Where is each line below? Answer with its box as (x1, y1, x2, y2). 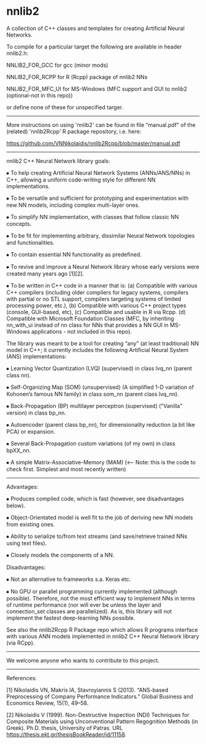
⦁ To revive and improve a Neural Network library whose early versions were (6, 263, 199, 270)
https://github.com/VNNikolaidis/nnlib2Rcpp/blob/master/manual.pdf (6, 139, 181, 147)
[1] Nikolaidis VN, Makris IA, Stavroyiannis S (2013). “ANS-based (6, 686, 169, 694)
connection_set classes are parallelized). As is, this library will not (6, 607, 172, 615)
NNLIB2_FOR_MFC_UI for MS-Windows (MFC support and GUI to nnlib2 (6, 85, 188, 93)
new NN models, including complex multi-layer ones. (6, 201, 140, 209)
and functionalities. (6, 239, 55, 246)
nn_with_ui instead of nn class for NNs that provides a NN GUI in (6, 321, 169, 329)
